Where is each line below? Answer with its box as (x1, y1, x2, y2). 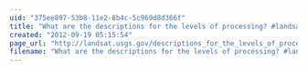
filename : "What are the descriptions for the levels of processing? (9, 47, 281, 56)
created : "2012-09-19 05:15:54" (9, 30, 132, 39)
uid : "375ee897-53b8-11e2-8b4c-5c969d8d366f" (9, 13, 185, 23)
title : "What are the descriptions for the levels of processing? (9, 22, 268, 31)
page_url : (9, 38, 48, 48)
